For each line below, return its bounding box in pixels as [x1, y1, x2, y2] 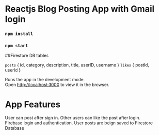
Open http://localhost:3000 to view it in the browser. [5, 82, 110, 88]
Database [5, 125, 24, 131]
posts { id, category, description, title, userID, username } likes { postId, [5, 62, 149, 68]
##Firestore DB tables [5, 52, 49, 59]
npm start [5, 43, 28, 49]
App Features [5, 99, 61, 110]
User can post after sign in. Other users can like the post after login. [5, 115, 141, 121]
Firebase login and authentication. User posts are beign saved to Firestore [5, 120, 153, 126]
